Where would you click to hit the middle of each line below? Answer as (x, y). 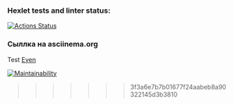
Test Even (22, 59)
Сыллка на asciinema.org (53, 44)
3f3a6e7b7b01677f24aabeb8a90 (178, 87)
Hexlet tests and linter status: (59, 11)
